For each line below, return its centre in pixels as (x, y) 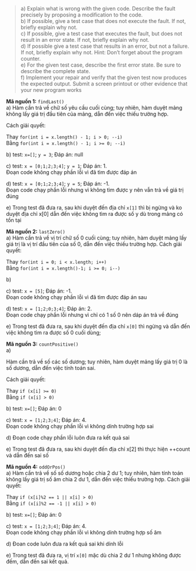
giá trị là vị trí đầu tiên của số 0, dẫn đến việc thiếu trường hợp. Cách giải (94, 244)
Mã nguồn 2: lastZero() (36, 232)
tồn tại (14, 220)
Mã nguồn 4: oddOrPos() (36, 467)
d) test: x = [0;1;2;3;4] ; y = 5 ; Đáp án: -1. (58, 183)
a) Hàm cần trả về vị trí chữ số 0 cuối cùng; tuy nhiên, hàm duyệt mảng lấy (97, 238)
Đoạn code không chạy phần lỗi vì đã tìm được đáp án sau (77, 297)
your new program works (51, 90)
